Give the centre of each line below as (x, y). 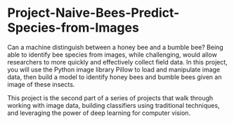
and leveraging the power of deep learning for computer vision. (99, 113)
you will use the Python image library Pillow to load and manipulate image (114, 69)
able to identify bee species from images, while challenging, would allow (112, 55)
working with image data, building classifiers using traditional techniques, (113, 105)
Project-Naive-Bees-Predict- (93, 13)
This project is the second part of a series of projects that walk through (110, 98)
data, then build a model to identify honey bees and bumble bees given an (115, 77)
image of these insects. (41, 84)
